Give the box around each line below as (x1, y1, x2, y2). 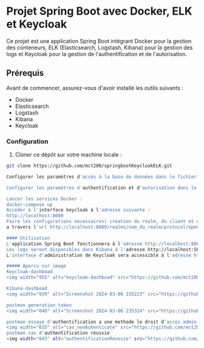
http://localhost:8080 (6, 213, 64, 219)
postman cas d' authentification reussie (6, 330, 110, 336)
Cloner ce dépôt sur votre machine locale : (15, 151, 122, 158)
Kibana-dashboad (6, 285, 47, 292)
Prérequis (6, 68, 44, 79)
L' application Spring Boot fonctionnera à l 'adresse (6, 241, 143, 247)
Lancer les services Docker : (6, 196, 83, 202)
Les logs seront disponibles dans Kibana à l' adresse (6, 246, 146, 252)
